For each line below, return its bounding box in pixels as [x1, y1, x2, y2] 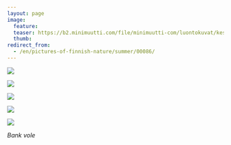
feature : [13, 23, 38, 29]
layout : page [7, 10, 45, 17]
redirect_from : [7, 42, 51, 49]
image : [7, 16, 26, 23]
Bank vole [7, 131, 36, 139]
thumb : [13, 36, 32, 42]
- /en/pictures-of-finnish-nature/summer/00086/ [13, 49, 155, 55]
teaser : [13, 29, 36, 36]
